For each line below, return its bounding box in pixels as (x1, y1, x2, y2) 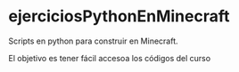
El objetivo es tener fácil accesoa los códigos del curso (8, 52, 211, 63)
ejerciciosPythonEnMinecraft (8, 6, 230, 27)
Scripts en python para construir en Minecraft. (8, 36, 179, 46)
